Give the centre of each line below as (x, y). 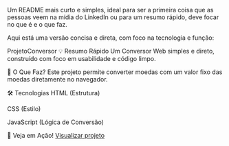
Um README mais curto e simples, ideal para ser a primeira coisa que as (110, 10)
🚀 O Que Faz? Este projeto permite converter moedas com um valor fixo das (115, 72)
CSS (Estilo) (24, 109)
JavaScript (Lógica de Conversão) (56, 122)
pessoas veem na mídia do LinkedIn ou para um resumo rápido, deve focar (113, 17)
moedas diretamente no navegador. (57, 79)
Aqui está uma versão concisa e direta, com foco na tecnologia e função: (111, 38)
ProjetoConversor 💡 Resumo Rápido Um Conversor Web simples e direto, (111, 51)
